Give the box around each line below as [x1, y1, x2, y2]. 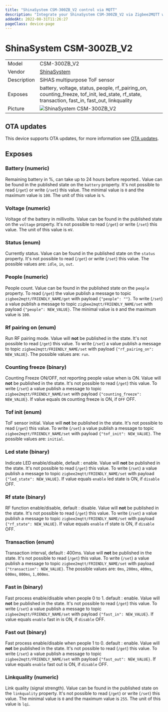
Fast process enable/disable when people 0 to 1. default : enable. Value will [5, 595, 160, 601]
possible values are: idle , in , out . [5, 261, 74, 267]
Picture [7, 105, 25, 112]
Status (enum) [5, 239, 41, 246]
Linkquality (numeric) [5, 674, 59, 681]
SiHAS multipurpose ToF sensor [39, 76, 115, 83]
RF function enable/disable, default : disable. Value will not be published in [5, 505, 159, 511]
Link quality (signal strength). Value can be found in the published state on [5, 685, 158, 691]
